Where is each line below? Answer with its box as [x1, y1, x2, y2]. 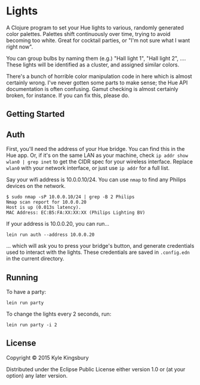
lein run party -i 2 [6, 322, 58, 328]
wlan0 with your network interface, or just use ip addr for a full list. [6, 165, 170, 172]
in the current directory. [6, 255, 64, 262]
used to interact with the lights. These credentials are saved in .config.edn [6, 248, 190, 256]
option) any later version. [6, 372, 67, 379]
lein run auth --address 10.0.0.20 [6, 232, 95, 238]
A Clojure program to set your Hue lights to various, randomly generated [6, 24, 184, 31]
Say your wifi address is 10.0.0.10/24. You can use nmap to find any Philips [6, 176, 186, 183]
